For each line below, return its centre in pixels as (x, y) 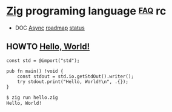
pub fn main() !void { (35, 71)
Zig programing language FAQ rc (86, 11)
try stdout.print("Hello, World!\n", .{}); (73, 82)
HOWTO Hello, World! (48, 47)
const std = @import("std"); (43, 61)
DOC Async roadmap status (50, 28)
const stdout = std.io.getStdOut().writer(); (76, 76)
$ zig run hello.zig (32, 98)
